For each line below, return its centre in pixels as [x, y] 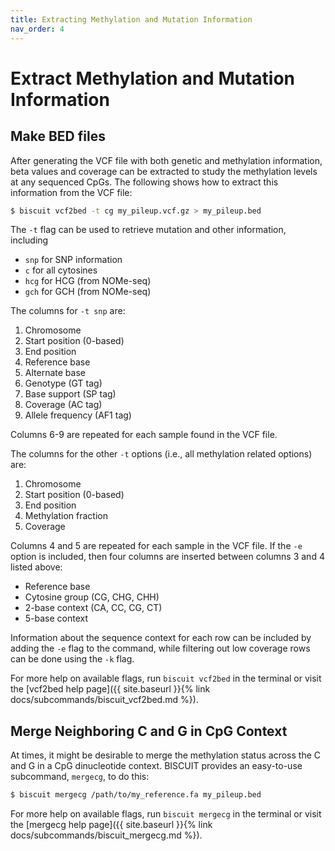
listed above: [36, 567]
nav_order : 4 [37, 29]
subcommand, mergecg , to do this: [80, 777]
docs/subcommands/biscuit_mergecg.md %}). [106, 835]
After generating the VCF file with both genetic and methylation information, [166, 160]
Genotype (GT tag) [63, 383]
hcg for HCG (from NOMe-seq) [88, 281]
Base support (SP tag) [70, 394]
